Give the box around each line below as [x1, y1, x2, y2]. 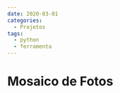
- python [13, 37, 40, 44]
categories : [7, 17, 42, 24]
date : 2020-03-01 [7, 10, 59, 18]
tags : [7, 30, 23, 37]
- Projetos [13, 23, 46, 30]
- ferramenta [13, 43, 52, 50]
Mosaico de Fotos [7, 73, 114, 89]
